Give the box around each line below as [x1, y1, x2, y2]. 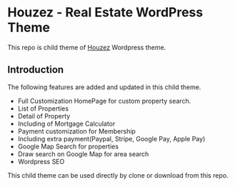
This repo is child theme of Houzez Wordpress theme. [7, 43, 166, 51]
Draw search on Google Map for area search [17, 149, 149, 158]
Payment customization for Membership [17, 126, 136, 136]
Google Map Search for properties [17, 142, 119, 151]
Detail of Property [17, 111, 71, 120]
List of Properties [17, 104, 69, 113]
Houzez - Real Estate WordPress [7, 4, 204, 21]
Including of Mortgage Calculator [17, 119, 116, 128]
